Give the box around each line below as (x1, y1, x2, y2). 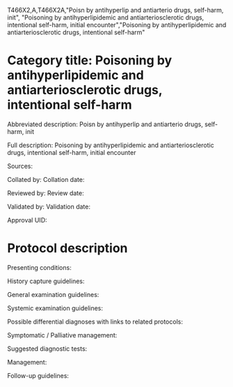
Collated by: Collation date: (7, 175, 85, 183)
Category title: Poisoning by (7, 52, 172, 68)
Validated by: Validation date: (7, 202, 90, 211)
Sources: (7, 162, 33, 170)
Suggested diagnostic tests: (7, 344, 88, 353)
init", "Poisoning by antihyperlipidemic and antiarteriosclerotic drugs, (7, 13, 204, 22)
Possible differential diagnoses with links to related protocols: (7, 317, 183, 326)
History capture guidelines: (7, 277, 85, 285)
